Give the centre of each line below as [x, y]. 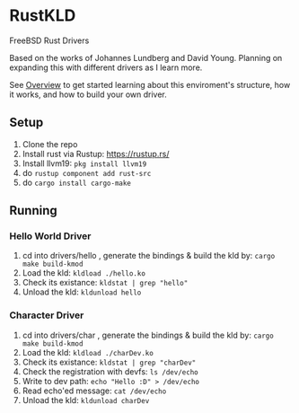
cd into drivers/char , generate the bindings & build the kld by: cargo [148, 335]
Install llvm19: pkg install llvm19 [84, 163]
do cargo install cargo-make [77, 182]
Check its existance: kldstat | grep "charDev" [109, 362]
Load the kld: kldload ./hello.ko [84, 273]
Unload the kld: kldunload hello [82, 292]
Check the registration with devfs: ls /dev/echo [110, 371]
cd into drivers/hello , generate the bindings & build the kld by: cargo [149, 256]
